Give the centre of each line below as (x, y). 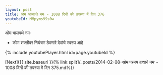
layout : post (19, 10)
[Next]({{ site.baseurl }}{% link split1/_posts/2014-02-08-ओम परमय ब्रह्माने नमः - (82, 62)
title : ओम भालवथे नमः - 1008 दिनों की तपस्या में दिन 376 (55, 14)
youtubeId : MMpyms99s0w (30, 19)
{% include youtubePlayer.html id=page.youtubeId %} (60, 53)
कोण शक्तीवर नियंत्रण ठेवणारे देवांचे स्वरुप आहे (48, 43)
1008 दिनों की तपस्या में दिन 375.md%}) (40, 68)
